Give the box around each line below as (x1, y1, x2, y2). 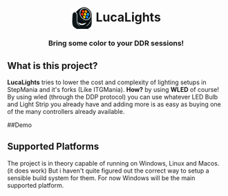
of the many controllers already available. (7, 107, 125, 115)
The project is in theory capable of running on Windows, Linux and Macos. (7, 159, 220, 167)
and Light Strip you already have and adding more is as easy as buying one (7, 100, 221, 108)
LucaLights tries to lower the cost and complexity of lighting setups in (7, 78, 207, 86)
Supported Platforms (7, 141, 99, 153)
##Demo (7, 121, 32, 129)
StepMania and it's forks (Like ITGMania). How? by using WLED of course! (7, 85, 220, 93)
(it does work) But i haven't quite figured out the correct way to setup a (7, 166, 209, 175)
